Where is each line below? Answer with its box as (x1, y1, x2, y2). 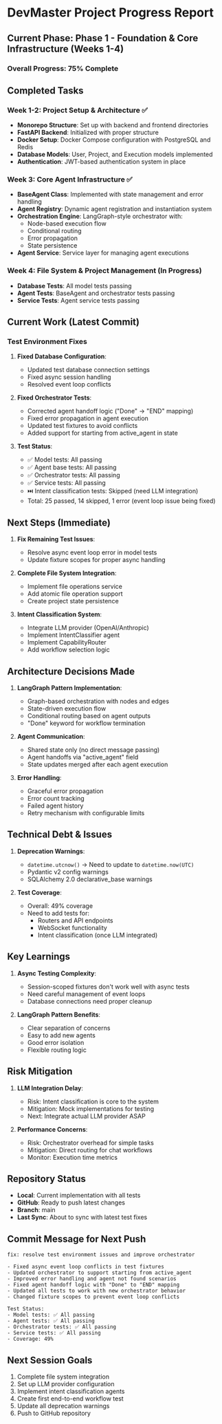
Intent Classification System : (16, 610, 102, 618)
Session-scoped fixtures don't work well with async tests (27, 982, 190, 991)
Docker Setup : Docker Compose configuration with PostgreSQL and (16, 136, 211, 144)
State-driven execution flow (27, 704, 107, 713)
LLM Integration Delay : (16, 1083, 84, 1092)
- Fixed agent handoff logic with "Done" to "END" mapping (7, 1282, 180, 1288)
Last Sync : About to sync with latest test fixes (16, 1213, 148, 1222)
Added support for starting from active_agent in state (27, 429, 179, 438)
